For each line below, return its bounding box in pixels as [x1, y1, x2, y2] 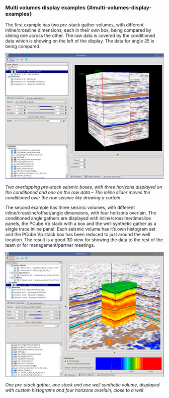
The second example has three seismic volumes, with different [5, 204, 135, 211]
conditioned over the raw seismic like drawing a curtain [5, 195, 121, 201]
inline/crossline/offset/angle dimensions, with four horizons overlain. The [5, 210, 157, 216]
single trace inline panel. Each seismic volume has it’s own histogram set [5, 226, 156, 232]
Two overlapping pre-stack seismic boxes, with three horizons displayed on [5, 184, 162, 190]
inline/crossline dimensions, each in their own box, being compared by [5, 27, 152, 33]
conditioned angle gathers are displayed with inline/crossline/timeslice [5, 215, 151, 222]
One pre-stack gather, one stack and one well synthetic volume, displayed [5, 381, 160, 388]
